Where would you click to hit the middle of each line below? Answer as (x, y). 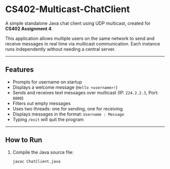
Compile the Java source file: (43, 152)
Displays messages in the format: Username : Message (68, 114)
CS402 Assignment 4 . (29, 28)
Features (19, 70)
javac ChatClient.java (36, 161)
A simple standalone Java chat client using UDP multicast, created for (78, 23)
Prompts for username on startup (47, 82)
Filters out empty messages (41, 103)
